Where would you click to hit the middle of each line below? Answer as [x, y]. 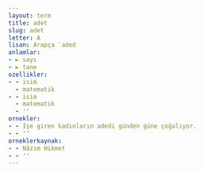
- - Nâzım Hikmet [37, 148]
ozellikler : [28, 75]
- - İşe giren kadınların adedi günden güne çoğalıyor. [102, 126]
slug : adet [26, 30]
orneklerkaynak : [35, 141]
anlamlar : [25, 52]
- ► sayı [23, 60]
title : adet [28, 23]
